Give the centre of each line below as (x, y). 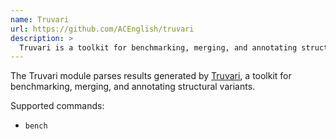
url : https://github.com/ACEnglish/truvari (102, 29)
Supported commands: (57, 106)
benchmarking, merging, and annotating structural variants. (133, 87)
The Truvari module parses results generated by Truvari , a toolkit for (151, 76)
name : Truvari (40, 19)
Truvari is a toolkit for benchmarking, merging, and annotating (158, 47)
